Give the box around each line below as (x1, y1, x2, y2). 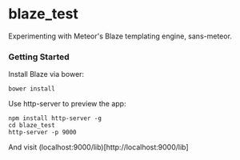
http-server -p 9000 (8, 129, 78, 137)
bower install (8, 85, 56, 93)
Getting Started (8, 51, 70, 62)
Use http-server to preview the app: (8, 99, 126, 109)
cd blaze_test (8, 122, 56, 130)
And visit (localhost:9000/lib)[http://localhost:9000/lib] (8, 142, 190, 152)
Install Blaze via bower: (8, 70, 85, 79)
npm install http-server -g (8, 114, 102, 122)
